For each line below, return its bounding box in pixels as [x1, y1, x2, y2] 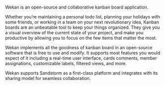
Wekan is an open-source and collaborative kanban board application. [5, 4, 149, 10]
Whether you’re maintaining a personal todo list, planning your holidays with [5, 14, 160, 19]
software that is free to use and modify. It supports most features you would [5, 50, 161, 56]
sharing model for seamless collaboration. [5, 76, 91, 81]
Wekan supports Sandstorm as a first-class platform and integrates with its [5, 70, 158, 76]
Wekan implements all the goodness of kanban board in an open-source [5, 45, 153, 50]
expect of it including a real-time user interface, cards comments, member [5, 55, 157, 61]
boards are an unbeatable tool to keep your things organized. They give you [5, 24, 160, 30]
